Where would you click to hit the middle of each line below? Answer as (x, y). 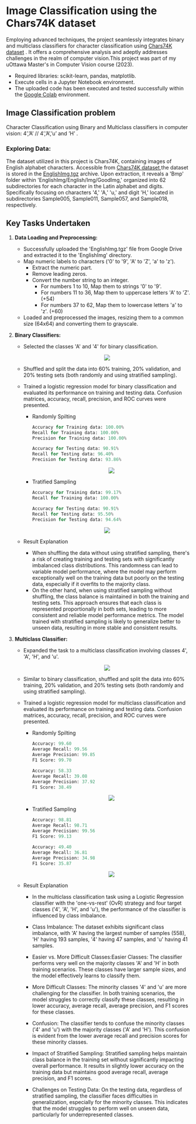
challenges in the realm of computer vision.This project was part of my (91, 58)
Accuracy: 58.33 (52, 771)
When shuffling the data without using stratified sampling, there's (111, 553)
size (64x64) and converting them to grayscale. (81, 323)
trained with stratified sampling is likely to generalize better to (106, 622)
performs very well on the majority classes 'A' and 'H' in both (106, 963)
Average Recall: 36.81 (60, 852)
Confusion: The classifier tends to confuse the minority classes (108, 1023)
